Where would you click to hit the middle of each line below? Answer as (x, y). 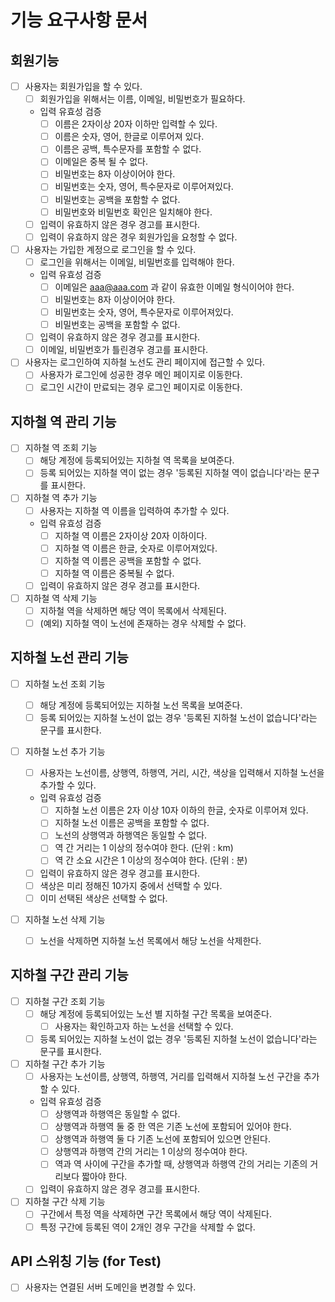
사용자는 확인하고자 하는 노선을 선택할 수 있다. (144, 1026)
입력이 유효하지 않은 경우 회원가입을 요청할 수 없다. (138, 237)
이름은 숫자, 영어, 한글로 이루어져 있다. (129, 137)
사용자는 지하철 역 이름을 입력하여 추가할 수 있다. (134, 510)
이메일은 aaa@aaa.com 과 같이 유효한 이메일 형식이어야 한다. (174, 287)
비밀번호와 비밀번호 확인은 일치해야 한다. (133, 212)
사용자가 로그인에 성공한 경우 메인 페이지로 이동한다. (141, 375)
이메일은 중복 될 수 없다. (101, 162)
